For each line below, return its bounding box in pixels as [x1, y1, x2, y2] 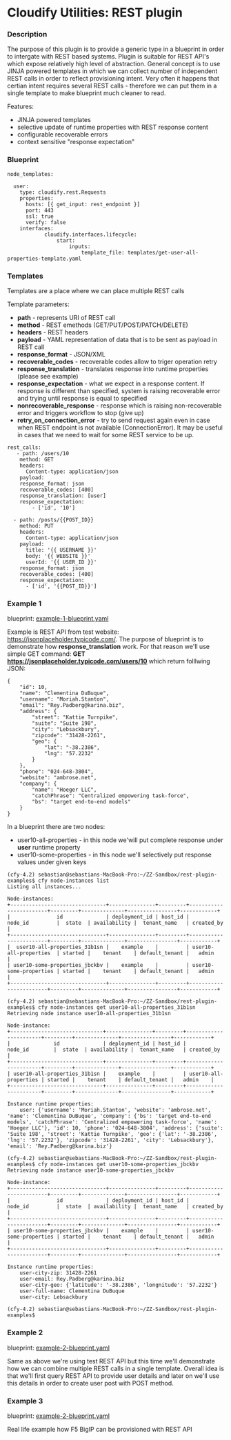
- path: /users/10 [16, 450, 70, 457]
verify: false [25, 219, 67, 226]
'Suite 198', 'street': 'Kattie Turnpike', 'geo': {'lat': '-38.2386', [7, 1131, 217, 1138]
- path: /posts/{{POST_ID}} [13, 517, 94, 523]
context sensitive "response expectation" [17, 138, 135, 146]
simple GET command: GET [7, 650, 86, 658]
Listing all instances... [7, 883, 81, 890]
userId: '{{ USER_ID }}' [25, 559, 97, 566]
